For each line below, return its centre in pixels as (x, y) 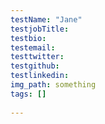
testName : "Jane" (46, 19)
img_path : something (53, 85)
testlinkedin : (40, 76)
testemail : (33, 47)
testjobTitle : (40, 29)
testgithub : (35, 66)
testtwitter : (37, 57)
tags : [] (28, 94)
